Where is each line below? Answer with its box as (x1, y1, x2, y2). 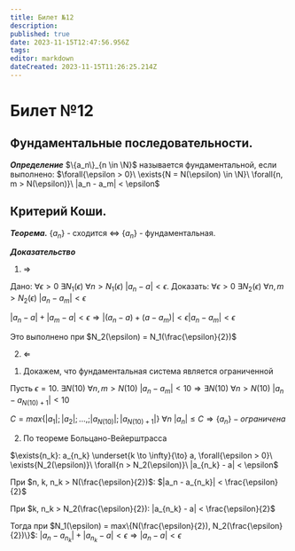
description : (10, 21, 58, 30)
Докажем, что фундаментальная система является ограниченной (22, 366, 274, 376)
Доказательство (10, 247, 76, 257)
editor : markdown (10, 54, 74, 63)
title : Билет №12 (10, 12, 74, 22)
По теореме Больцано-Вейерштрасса (22, 433, 167, 444)
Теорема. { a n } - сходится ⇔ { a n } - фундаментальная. (10, 227, 216, 240)
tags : (10, 46, 30, 55)
